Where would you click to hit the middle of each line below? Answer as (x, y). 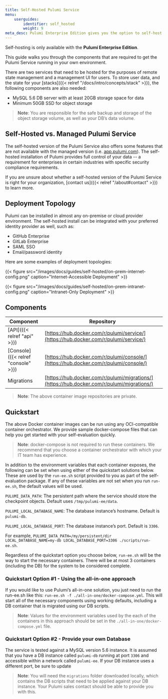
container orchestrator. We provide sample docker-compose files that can (81, 430)
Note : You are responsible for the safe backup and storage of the (84, 113)
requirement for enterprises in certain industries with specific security (77, 162)
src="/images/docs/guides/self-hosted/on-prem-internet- (86, 271)
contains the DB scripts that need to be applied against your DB (83, 681)
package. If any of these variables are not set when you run (89, 481)
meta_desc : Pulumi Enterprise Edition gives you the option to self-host (84, 33)
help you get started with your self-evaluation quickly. (60, 435)
